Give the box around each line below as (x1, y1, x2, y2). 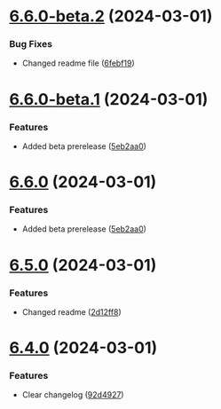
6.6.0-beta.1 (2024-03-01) (9, 89, 209, 109)
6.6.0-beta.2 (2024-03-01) (9, 6, 213, 27)
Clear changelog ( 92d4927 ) (21, 389, 124, 400)
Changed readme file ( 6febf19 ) (21, 58, 135, 68)
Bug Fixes (9, 38, 53, 51)
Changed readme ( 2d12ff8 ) (21, 306, 122, 317)
